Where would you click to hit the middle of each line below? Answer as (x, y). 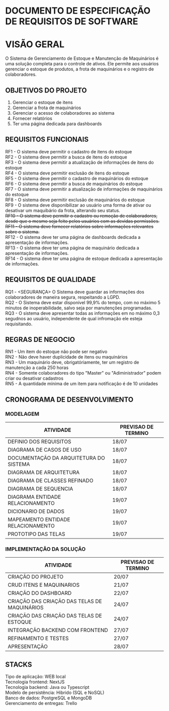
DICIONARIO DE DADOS (36, 511)
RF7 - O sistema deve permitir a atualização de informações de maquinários (84, 189)
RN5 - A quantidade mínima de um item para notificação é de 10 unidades (82, 384)
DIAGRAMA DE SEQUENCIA (40, 489)
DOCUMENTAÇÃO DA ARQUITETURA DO (57, 458)
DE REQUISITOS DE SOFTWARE (72, 21)
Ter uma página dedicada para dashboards (57, 124)
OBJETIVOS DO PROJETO (46, 90)
